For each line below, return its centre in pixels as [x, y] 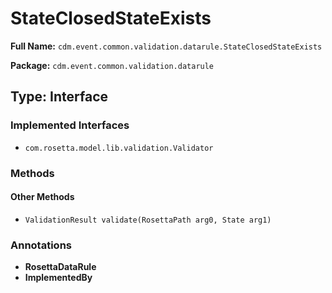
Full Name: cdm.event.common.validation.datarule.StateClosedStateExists [166, 46]
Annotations [41, 245]
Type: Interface [59, 97]
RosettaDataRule [60, 267]
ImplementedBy [58, 278]
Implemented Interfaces [70, 125]
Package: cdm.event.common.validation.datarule [112, 65]
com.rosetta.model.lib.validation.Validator [119, 148]
